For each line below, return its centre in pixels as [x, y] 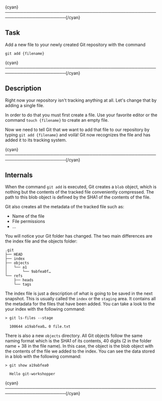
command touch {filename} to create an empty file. [57, 120]
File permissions [28, 222]
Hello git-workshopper [32, 374]
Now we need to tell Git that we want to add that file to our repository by [77, 130]
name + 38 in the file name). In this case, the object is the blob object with [79, 346]
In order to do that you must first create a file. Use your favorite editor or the [81, 115]
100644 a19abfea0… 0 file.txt [40, 327]
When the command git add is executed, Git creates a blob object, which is [81, 187]
